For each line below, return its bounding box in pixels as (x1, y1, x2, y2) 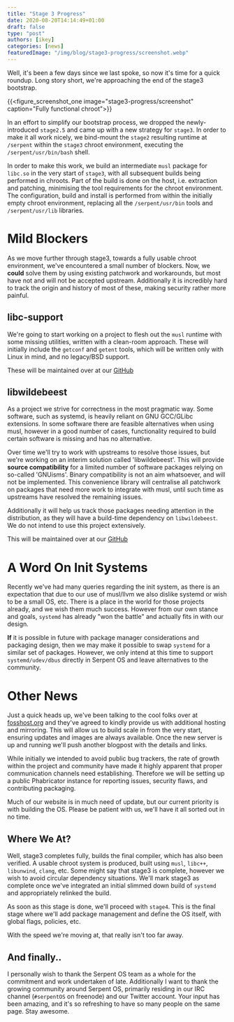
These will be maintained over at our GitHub (7, 366, 134, 374)
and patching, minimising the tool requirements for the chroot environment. (7, 184, 224, 192)
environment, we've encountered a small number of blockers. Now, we (7, 261, 211, 270)
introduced (7, 125, 39, 134)
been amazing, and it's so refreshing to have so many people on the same (7, 1000, 220, 1008)
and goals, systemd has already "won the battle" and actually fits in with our (7, 613, 224, 621)
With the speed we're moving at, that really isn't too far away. (7, 931, 184, 939)
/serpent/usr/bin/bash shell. (7, 148, 90, 156)
